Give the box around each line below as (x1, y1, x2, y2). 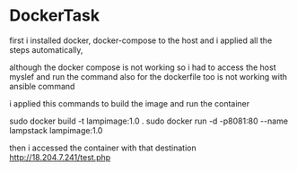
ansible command (9, 81, 75, 91)
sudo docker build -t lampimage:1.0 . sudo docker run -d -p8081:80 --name (9, 115, 289, 126)
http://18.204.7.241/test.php (9, 151, 111, 162)
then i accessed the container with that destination (9, 142, 197, 153)
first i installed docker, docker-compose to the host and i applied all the (9, 35, 273, 46)
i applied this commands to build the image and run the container (9, 98, 250, 108)
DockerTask (9, 5, 100, 26)
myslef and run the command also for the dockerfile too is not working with (9, 71, 287, 81)
